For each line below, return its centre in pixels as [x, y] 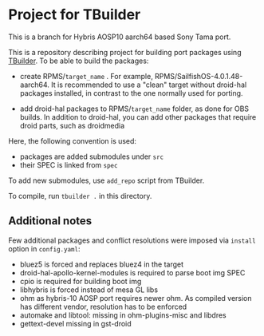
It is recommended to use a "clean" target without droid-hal [149, 85]
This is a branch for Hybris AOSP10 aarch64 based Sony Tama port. [120, 37]
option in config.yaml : [44, 248]
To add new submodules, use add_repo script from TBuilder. [106, 180]
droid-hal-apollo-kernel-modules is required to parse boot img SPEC [132, 272]
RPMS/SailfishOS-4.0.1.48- [199, 76]
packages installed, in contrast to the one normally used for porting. [131, 93]
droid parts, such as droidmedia [72, 125]
